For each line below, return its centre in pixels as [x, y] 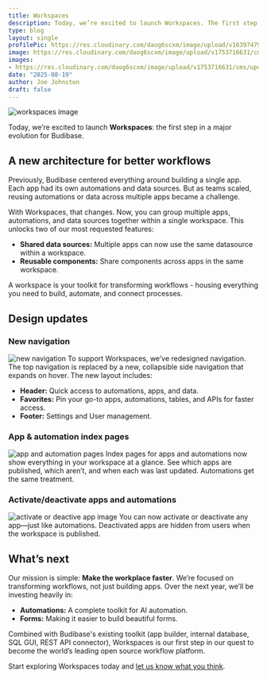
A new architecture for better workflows [110, 161]
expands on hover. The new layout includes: [80, 375]
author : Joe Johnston [44, 82]
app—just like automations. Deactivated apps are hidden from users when [129, 526]
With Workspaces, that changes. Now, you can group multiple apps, [119, 212]
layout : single [33, 38]
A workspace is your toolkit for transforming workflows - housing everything [133, 285]
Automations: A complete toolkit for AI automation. [104, 610]
